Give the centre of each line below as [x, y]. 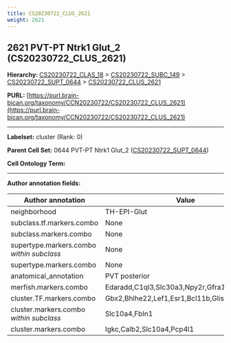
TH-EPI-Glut [126, 212]
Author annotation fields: [44, 183]
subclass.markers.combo [51, 234]
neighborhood [34, 212]
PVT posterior [127, 276]
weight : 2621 [26, 20]
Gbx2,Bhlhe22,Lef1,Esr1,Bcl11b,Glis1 [167, 298]
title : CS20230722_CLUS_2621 [49, 13]
